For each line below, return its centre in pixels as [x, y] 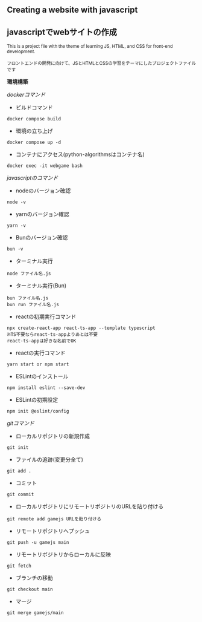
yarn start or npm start [38, 365]
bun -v [15, 249]
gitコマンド [21, 424]
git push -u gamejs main [38, 543]
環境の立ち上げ [34, 131]
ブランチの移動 [34, 578]
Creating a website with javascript [72, 10]
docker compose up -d [34, 142]
